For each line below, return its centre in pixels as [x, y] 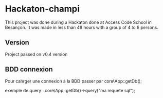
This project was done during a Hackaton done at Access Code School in [78, 22]
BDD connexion [29, 69]
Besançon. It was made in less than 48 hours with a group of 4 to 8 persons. [81, 27]
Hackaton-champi [42, 9]
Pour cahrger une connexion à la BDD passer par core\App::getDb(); [73, 81]
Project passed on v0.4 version [36, 54]
